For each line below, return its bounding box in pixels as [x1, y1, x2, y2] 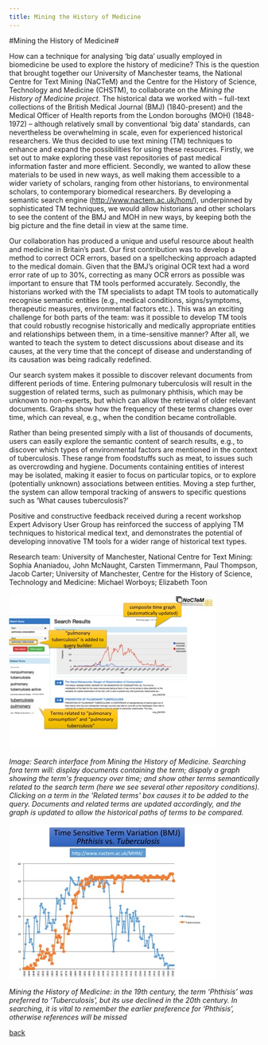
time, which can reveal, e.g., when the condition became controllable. [9, 412, 237, 422]
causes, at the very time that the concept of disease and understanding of [9, 346, 253, 356]
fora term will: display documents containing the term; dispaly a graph [9, 765, 241, 775]
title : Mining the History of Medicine [9, 13, 142, 21]
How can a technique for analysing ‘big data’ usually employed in [9, 51, 223, 61]
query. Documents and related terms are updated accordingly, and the [9, 799, 242, 808]
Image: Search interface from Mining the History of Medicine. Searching [9, 756, 246, 766]
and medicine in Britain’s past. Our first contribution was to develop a [9, 244, 235, 254]
